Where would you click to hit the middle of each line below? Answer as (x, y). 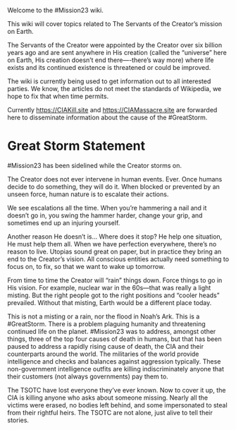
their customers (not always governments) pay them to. (88, 376)
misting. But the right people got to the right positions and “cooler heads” (113, 295)
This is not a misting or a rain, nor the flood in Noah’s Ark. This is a (104, 316)
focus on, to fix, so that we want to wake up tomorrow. (86, 266)
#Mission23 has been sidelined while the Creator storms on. (94, 165)
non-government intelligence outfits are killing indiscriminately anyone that (116, 369)
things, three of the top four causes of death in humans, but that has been (114, 339)
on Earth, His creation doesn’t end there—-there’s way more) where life (111, 60)
